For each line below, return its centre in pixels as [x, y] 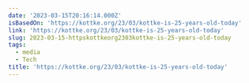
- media [28, 52]
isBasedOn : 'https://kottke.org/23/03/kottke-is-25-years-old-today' [125, 23]
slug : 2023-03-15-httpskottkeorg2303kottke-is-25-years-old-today [120, 38]
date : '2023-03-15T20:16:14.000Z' [65, 15]
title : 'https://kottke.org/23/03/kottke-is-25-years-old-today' [118, 67]
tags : [17, 45]
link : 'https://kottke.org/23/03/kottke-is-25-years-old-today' [116, 30]
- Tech [26, 60]
